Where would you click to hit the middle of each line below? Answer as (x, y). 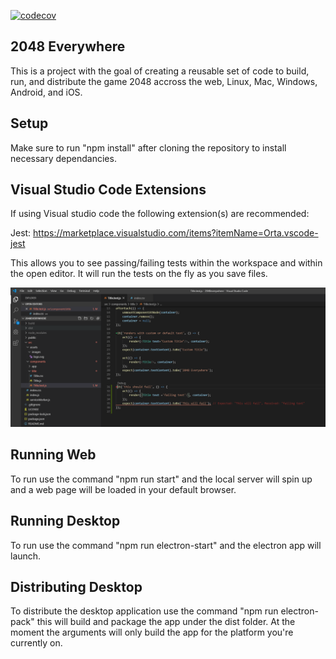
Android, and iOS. (46, 92)
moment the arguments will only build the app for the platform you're (152, 632)
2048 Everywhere (68, 46)
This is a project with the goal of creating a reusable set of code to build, (160, 71)
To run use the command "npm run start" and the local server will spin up (161, 479)
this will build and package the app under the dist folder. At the (166, 622)
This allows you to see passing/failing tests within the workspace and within (166, 263)
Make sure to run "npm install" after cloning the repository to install (148, 147)
